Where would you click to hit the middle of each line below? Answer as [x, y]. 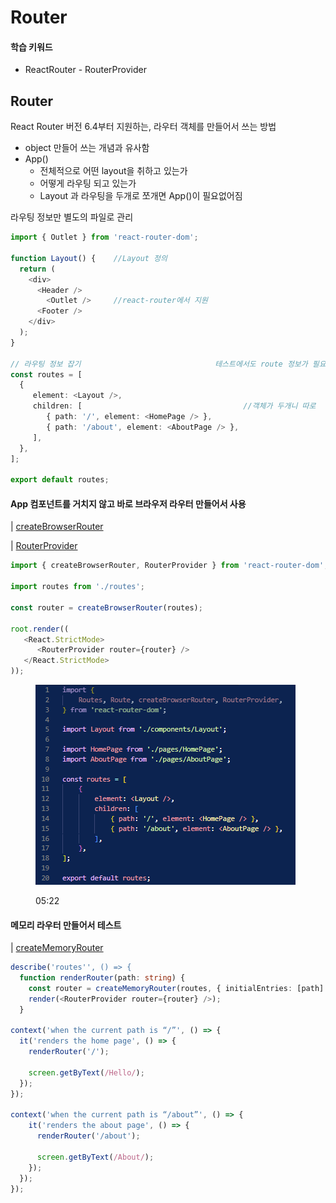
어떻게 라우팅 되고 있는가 [88, 183]
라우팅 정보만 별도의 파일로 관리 [72, 217]
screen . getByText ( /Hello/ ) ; [86, 1072]
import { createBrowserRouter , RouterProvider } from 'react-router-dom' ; [169, 566]
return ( [37, 269]
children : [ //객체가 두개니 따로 [174, 406]
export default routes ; [60, 480]
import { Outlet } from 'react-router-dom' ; [104, 237]
